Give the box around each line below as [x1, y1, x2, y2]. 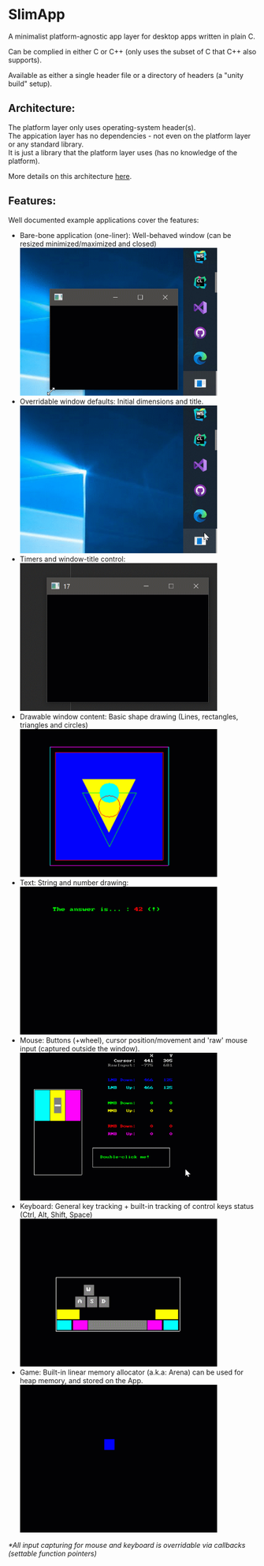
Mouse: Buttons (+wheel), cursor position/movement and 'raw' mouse [19, 1035, 248, 1045]
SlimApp [8, 6, 65, 24]
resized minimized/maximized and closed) [19, 239, 157, 248]
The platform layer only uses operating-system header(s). [8, 122, 196, 132]
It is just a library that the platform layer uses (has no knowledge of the [8, 147, 238, 157]
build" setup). [8, 79, 53, 88]
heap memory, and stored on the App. [19, 1375, 143, 1385]
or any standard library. [8, 139, 84, 149]
